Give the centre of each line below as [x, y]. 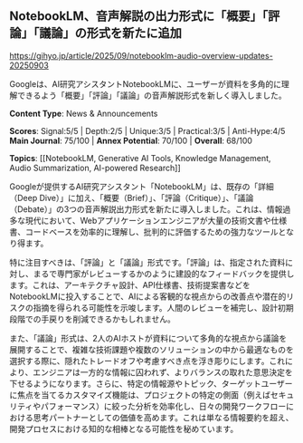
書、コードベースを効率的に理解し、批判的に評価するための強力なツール [144, 231]
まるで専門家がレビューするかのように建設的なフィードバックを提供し [164, 274]
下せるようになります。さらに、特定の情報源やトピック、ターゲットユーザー [151, 383]
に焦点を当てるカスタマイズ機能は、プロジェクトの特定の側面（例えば [140, 395]
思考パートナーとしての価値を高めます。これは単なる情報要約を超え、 [163, 417]
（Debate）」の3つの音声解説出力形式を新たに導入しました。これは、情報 [146, 209]
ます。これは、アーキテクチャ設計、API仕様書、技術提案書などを [130, 284]
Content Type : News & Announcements [84, 113]
